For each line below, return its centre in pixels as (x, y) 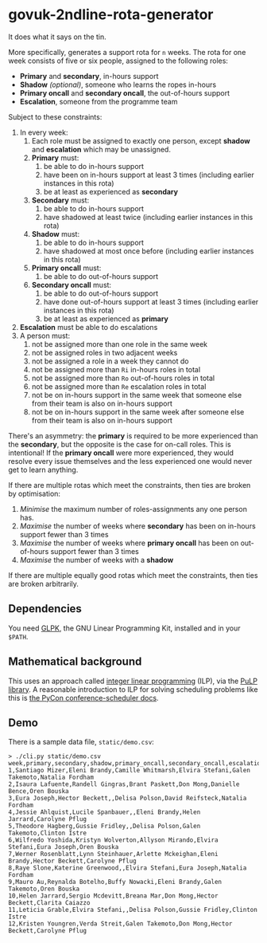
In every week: (44, 132)
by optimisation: (35, 493)
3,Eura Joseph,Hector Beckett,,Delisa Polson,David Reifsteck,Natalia (128, 799)
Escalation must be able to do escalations (89, 327)
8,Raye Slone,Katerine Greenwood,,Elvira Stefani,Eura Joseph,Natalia (128, 868)
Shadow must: (56, 234)
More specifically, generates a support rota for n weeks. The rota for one (127, 52)
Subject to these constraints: (55, 116)
